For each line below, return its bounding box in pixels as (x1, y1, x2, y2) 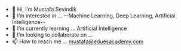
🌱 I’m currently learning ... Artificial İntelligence (11, 25, 127, 32)
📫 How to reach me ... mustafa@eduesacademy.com (11, 38, 144, 45)
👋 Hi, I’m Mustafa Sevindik (11, 6, 76, 13)
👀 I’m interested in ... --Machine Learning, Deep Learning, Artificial (11, 12, 176, 19)
